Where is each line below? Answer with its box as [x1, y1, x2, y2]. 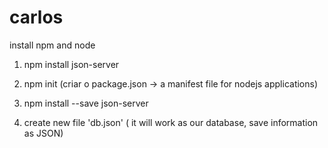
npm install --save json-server [23, 97, 149, 109]
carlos [9, 6, 64, 29]
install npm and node [9, 39, 96, 51]
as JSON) [23, 127, 64, 139]
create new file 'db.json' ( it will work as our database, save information [23, 116, 319, 128]
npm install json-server [23, 58, 120, 70]
